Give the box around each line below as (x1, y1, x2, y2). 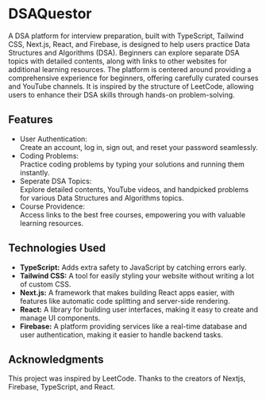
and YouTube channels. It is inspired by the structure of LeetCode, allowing (8, 81, 254, 91)
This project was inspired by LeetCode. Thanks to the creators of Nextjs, (8, 374, 246, 383)
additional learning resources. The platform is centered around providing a (8, 64, 252, 74)
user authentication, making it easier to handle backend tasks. (19, 330, 224, 340)
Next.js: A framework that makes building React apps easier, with (19, 287, 235, 297)
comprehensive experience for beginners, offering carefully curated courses (8, 73, 259, 82)
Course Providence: (19, 201, 86, 211)
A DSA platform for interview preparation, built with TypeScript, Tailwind (8, 31, 244, 40)
